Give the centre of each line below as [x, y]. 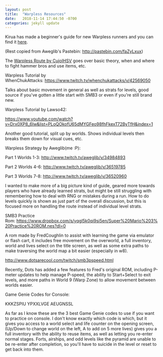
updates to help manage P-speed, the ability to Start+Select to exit [84, 275]
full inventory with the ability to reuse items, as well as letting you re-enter [79, 334]
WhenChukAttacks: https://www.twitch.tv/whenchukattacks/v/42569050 [78, 81]
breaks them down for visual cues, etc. [44, 139]
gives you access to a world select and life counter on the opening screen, [80, 324]
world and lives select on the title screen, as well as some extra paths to [77, 246]
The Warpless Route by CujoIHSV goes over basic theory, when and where [80, 61]
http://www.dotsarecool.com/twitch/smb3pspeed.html [59, 260]
